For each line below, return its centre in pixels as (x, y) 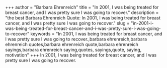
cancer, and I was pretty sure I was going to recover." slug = (67, 23)
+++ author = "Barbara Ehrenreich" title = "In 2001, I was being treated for (82, 7)
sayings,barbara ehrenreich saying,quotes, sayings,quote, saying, (73, 50)
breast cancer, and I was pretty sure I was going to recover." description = (82, 12)
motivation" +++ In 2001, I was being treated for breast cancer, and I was (81, 55)
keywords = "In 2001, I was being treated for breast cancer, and (96, 34)
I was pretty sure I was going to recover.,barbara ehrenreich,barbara (76, 39)
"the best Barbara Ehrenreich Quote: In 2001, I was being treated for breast (83, 18)
